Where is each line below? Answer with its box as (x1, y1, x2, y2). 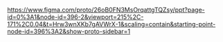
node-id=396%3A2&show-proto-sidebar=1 (7, 27, 130, 35)
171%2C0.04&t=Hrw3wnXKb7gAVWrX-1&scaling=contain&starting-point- (7, 20, 216, 28)
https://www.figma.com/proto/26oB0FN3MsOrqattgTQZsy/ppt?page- (7, 6, 206, 14)
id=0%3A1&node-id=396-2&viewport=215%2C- (7, 13, 144, 21)
